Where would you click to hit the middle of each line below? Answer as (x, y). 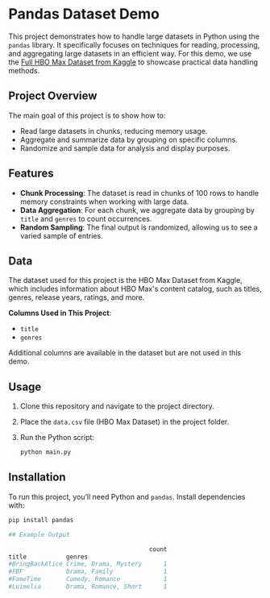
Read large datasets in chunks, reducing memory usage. (114, 131)
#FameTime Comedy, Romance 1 (88, 579)
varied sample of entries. (61, 235)
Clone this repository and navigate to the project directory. (117, 406)
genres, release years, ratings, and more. (77, 297)
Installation (37, 478)
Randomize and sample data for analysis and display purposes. (125, 148)
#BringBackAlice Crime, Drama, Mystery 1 (88, 564)
